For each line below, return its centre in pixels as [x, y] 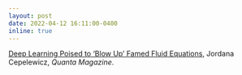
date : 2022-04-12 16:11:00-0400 [63, 23]
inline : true [30, 31]
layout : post [30, 16]
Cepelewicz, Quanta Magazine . [61, 62]
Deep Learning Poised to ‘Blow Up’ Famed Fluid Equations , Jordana [121, 54]
